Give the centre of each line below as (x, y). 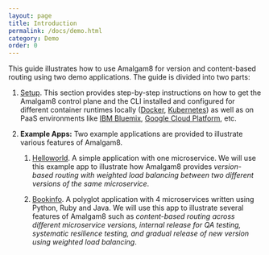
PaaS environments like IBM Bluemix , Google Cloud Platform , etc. (128, 118)
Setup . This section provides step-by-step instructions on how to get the (141, 93)
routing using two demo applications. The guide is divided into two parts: (129, 77)
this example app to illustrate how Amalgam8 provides (122, 167)
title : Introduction (43, 23)
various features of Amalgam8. (71, 142)
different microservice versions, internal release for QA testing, (137, 225)
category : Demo (34, 38)
